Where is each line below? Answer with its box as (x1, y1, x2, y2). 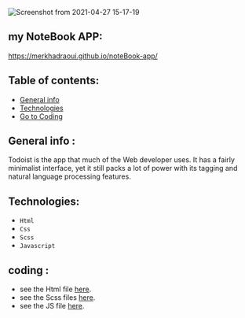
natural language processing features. (8, 172, 131, 181)
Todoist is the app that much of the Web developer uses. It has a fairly (8, 155, 236, 165)
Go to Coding (19, 111, 63, 121)
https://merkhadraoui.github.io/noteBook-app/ (8, 51, 159, 61)
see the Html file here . (19, 284, 92, 294)
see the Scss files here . (19, 293, 96, 302)
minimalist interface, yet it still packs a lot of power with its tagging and (8, 164, 238, 173)
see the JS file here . (19, 301, 85, 311)
